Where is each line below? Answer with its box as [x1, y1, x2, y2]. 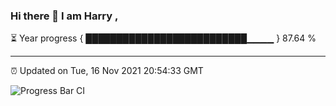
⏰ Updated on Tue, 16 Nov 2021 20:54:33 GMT [10, 65, 204, 77]
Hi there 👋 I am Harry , [10, 9, 119, 23]
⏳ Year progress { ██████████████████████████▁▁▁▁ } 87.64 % [10, 32, 317, 44]
